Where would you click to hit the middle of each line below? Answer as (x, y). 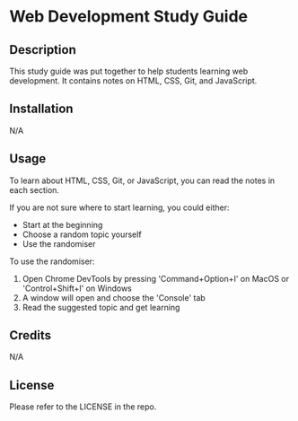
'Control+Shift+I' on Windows (77, 288)
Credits (31, 335)
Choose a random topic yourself (82, 234)
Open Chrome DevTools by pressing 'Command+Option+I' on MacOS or (156, 278)
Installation (41, 109)
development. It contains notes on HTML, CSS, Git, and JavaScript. (133, 81)
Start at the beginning (62, 224)
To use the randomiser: (52, 261)
